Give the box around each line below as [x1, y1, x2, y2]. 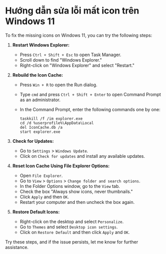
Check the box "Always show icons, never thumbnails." [19, 188, 133, 194]
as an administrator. [19, 97, 61, 103]
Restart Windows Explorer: [12, 42, 70, 48]
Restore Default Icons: [12, 208, 60, 215]
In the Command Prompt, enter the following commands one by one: [19, 106, 161, 112]
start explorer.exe [19, 129, 61, 134]
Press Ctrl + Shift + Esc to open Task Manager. [19, 52, 122, 58]
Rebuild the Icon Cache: [12, 72, 63, 78]
